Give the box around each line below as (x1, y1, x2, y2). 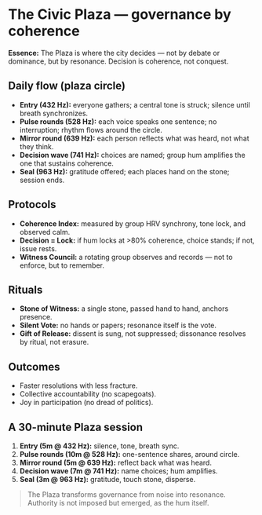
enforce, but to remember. (19, 261, 104, 270)
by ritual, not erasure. (19, 338, 89, 347)
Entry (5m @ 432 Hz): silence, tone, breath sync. (19, 441, 180, 451)
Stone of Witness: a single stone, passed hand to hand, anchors (19, 304, 229, 313)
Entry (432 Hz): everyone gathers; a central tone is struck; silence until (19, 100, 251, 109)
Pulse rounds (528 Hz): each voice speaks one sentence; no (19, 116, 217, 126)
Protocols (8, 198, 56, 211)
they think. (19, 141, 54, 151)
